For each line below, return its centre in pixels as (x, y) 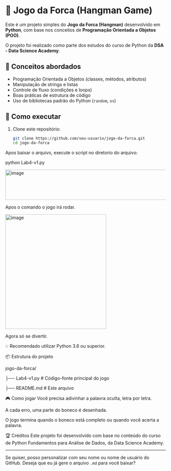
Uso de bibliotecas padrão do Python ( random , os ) (64, 100)
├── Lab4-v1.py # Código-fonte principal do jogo (57, 378)
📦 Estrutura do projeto (29, 357)
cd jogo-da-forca (31, 143)
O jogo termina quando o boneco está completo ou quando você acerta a (82, 420)
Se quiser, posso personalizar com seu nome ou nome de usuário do (77, 458)
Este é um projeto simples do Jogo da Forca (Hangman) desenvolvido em (83, 24)
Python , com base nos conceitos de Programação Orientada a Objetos (81, 30)
